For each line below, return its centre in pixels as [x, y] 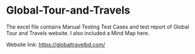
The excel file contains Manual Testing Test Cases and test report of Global [97, 27]
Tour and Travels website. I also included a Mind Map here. [78, 33]
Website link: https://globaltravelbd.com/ [56, 45]
